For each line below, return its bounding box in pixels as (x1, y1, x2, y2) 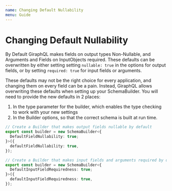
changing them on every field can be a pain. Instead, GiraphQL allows (5, 83, 153, 89)
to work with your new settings (12, 109, 78, 115)
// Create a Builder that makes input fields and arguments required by (5, 157, 164, 163)
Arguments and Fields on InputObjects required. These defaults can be (5, 57, 155, 63)
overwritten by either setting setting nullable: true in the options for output (5, 62, 166, 68)
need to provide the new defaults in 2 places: (5, 94, 101, 100)
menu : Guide (5, 12, 31, 17)
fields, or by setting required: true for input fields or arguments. (5, 68, 142, 74)
